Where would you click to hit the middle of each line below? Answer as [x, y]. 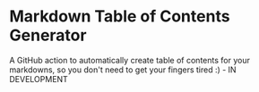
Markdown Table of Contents [120, 17]
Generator [48, 35]
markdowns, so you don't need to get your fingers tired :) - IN [123, 70]
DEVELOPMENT [39, 79]
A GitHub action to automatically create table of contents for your [130, 60]
